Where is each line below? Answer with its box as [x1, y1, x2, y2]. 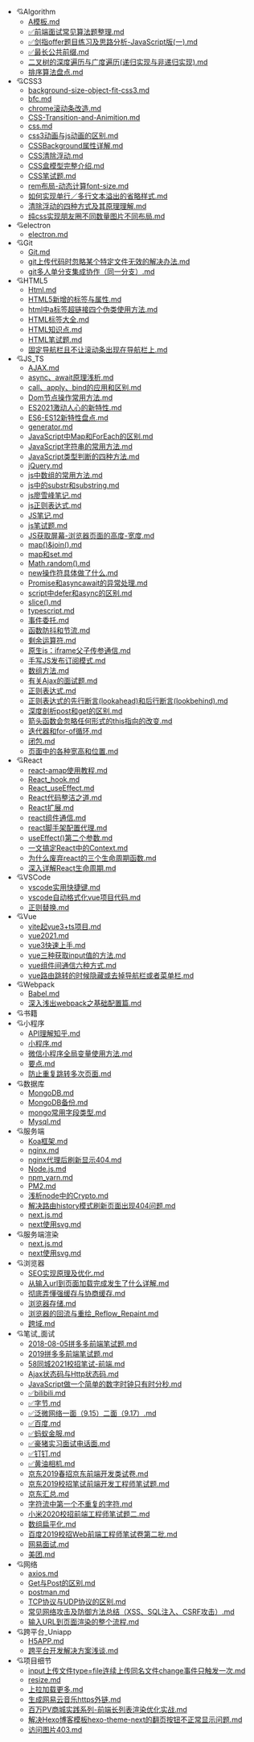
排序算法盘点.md [27, 68, 84, 77]
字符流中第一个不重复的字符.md [27, 1499, 133, 1508]
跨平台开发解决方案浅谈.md [27, 1646, 119, 1655]
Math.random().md [27, 559, 91, 568]
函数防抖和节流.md [27, 626, 91, 635]
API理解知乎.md [27, 1029, 80, 1038]
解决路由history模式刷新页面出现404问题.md [27, 1201, 176, 1210]
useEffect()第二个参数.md [27, 834, 113, 842]
